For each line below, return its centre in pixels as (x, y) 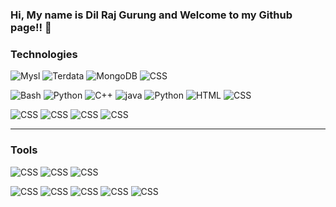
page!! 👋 (31, 27)
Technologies (44, 54)
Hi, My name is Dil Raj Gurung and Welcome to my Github (151, 15)
